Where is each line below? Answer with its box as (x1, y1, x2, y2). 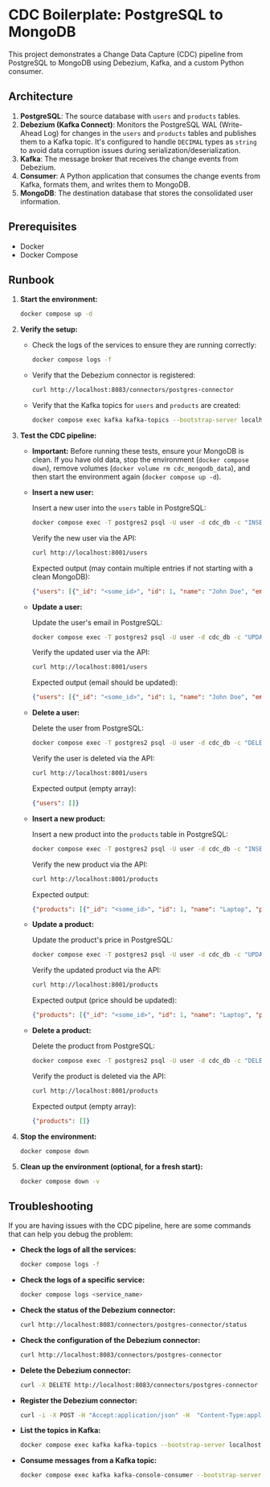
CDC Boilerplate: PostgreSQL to (8, 6, 223, 24)
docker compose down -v (19, 1177, 100, 1185)
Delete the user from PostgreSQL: (31, 723, 145, 733)
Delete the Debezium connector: (19, 1365, 131, 1375)
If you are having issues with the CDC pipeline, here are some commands (8, 1221, 252, 1230)
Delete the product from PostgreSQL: (31, 1041, 155, 1051)
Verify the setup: (19, 324, 78, 335)
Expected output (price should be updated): (31, 995, 178, 1005)
